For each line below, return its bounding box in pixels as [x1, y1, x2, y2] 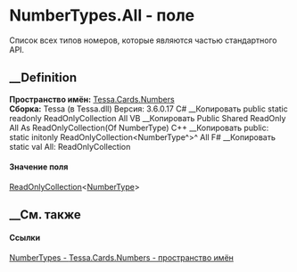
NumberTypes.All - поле [9, 5, 195, 26]
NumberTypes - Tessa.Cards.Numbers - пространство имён [9, 251, 235, 263]
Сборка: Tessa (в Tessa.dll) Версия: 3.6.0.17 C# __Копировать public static [9, 103, 288, 114]
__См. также [9, 207, 82, 223]
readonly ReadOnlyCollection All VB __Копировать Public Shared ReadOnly [9, 112, 286, 123]
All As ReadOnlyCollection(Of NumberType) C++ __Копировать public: [9, 122, 269, 133]
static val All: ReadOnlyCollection [9, 141, 131, 152]
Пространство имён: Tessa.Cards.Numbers [9, 94, 176, 104]
